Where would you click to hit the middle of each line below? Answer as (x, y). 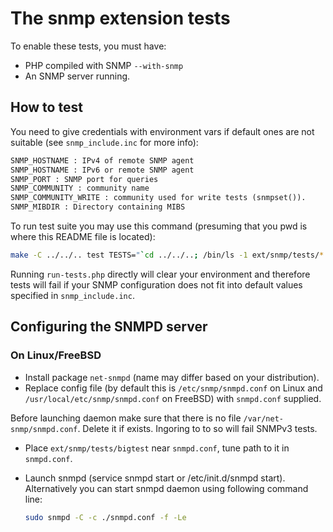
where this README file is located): (83, 236)
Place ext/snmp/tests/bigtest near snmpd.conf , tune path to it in (157, 448)
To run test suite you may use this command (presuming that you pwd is (159, 226)
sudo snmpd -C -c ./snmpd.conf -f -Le (105, 517)
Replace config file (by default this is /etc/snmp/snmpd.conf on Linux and (173, 388)
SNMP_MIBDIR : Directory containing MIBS (98, 207)
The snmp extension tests (120, 18)
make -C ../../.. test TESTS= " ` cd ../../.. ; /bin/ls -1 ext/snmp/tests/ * (167, 255)
